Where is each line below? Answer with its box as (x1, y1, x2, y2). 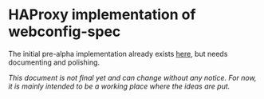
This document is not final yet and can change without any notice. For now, (8, 73, 257, 82)
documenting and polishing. (8, 57, 100, 67)
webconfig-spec (8, 22, 121, 41)
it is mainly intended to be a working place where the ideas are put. (8, 81, 231, 91)
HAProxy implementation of (8, 6, 196, 24)
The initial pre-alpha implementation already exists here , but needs (8, 49, 228, 58)
